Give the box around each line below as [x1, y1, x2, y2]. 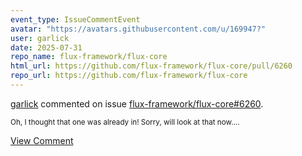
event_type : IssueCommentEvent [10, 14, 141, 25]
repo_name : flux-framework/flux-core [10, 52, 168, 62]
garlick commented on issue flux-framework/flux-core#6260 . [10, 97, 264, 110]
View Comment [10, 134, 74, 146]
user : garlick [10, 33, 70, 43]
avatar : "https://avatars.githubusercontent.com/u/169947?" [10, 24, 267, 34]
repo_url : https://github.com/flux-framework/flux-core [10, 71, 248, 81]
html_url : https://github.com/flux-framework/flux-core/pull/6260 [10, 61, 293, 71]
